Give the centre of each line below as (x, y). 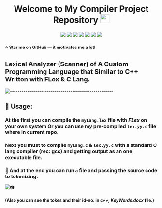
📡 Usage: (19, 106)
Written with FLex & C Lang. (48, 79)
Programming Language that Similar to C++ (72, 72)
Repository (76, 20)
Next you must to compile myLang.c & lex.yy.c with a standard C (81, 145)
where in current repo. (32, 132)
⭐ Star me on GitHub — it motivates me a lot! (50, 47)
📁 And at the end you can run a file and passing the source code (81, 170)
